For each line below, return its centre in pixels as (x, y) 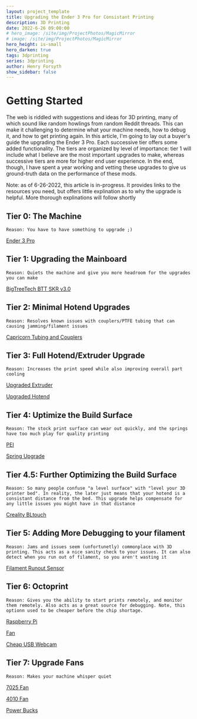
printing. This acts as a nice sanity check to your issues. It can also (98, 552)
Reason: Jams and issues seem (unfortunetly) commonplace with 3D (89, 547)
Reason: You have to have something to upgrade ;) (69, 230)
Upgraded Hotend (28, 397)
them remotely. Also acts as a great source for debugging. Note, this (96, 605)
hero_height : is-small (34, 45)
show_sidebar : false (31, 72)
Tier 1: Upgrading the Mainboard (66, 259)
